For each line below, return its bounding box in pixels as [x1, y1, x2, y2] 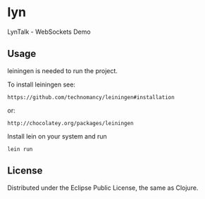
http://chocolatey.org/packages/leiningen [7, 120, 134, 127]
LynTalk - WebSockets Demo [7, 27, 91, 36]
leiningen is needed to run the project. [7, 66, 118, 75]
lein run [7, 146, 33, 153]
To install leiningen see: [7, 80, 76, 89]
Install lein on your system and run [7, 131, 107, 141]
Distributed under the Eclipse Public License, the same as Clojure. [7, 184, 199, 192]
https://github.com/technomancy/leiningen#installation [7, 94, 175, 101]
